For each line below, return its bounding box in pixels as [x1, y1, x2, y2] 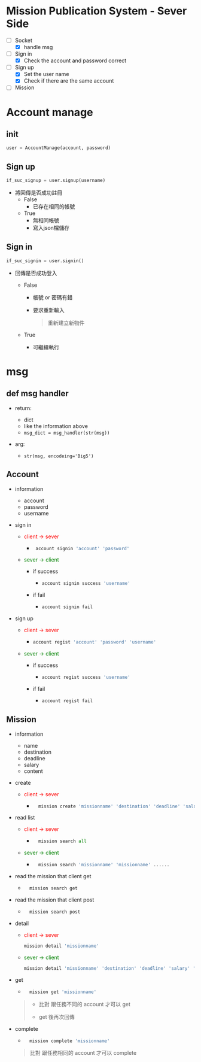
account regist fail [41, 697, 93, 704]
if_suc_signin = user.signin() [6, 257, 84, 264]
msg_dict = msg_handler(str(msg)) [23, 430, 110, 436]
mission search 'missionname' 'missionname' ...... [38, 862, 170, 868]
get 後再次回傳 [38, 1013, 75, 1020]
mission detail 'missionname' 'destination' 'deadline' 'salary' [23, 965, 190, 971]
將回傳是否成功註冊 [14, 189, 63, 196]
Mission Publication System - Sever [6, 4, 187, 18]
